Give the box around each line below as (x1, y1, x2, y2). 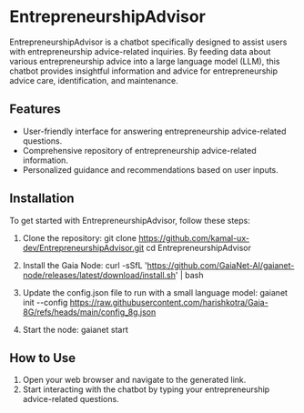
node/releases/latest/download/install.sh (22, 269, 176, 280)
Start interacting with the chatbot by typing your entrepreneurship (22, 384, 270, 395)
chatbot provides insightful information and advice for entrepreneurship (9, 65, 279, 76)
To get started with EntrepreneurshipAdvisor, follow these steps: (9, 215, 250, 226)
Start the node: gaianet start (22, 324, 129, 335)
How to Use (9, 350, 76, 366)
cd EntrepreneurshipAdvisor (146, 242, 252, 253)
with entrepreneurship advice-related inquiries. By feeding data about (9, 45, 271, 56)
